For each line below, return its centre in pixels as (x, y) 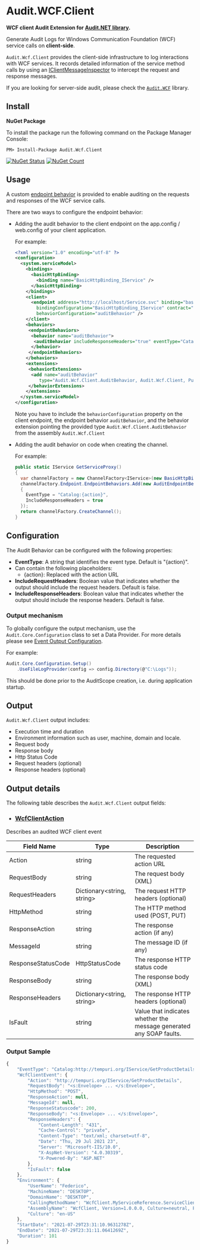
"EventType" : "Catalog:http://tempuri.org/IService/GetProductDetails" (107, 1069)
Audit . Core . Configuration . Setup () (49, 664)
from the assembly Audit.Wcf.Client (60, 433)
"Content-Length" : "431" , (70, 1125)
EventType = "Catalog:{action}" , (67, 495)
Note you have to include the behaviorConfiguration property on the (99, 414)
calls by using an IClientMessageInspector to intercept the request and (93, 69)
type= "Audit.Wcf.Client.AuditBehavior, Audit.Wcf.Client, (112, 380)
